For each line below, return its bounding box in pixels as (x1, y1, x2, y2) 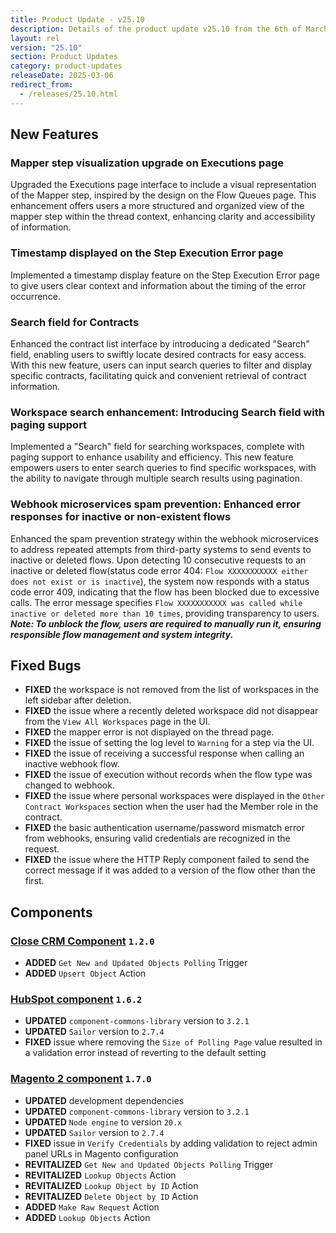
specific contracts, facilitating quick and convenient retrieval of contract (10, 369, 307, 381)
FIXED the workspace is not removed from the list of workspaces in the (24, 684, 320, 696)
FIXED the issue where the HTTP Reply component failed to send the (24, 854, 310, 866)
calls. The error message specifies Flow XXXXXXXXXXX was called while (10, 596, 303, 608)
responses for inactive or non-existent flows (10, 510, 232, 524)
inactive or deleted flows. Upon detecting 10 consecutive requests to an (10, 554, 307, 566)
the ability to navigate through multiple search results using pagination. (10, 472, 303, 485)
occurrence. (10, 290, 61, 302)
